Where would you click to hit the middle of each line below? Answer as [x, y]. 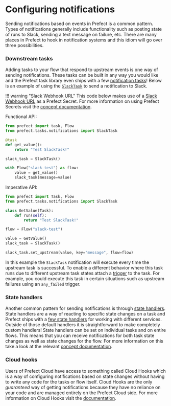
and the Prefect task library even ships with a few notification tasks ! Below [83, 81]
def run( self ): [31, 215]
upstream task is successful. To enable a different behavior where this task [84, 267]
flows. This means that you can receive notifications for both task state [80, 335]
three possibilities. [25, 45]
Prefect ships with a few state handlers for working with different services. [84, 319]
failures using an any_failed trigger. [43, 284]
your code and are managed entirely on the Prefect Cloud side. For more [82, 393]
